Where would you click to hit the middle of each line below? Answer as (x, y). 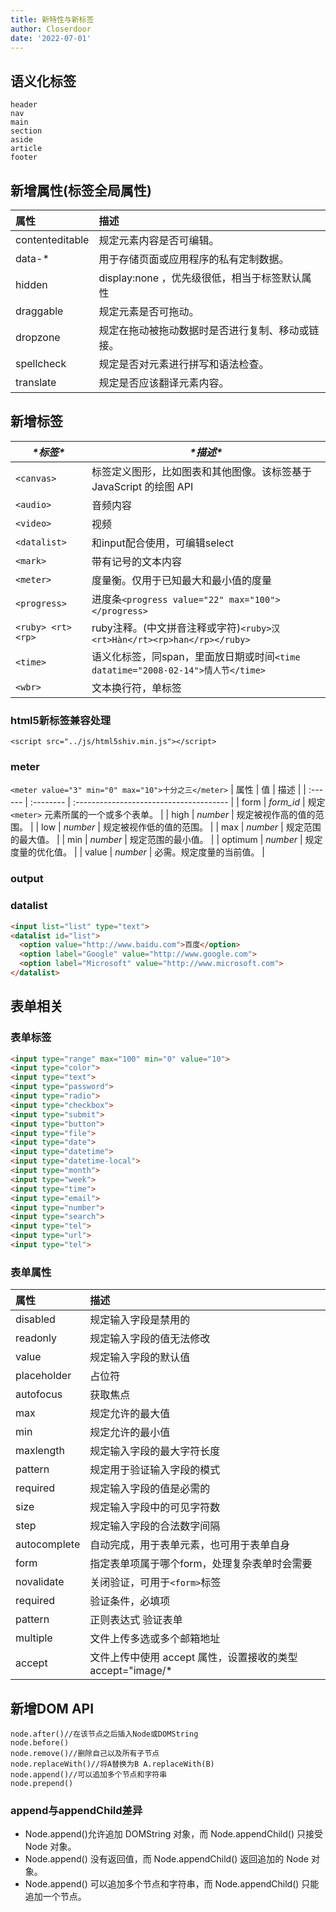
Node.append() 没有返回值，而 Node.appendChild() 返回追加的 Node (166, 1859)
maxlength (40, 1451)
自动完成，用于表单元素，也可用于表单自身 (190, 1545)
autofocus (39, 1394)
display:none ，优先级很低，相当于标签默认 (200, 278)
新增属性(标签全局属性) (81, 190)
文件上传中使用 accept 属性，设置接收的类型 (193, 1658)
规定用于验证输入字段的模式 (155, 1470)
